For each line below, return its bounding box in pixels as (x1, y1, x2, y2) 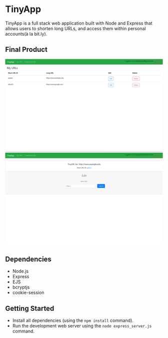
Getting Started (5, 304, 54, 312)
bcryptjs (12, 284, 30, 290)
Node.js (12, 268, 29, 274)
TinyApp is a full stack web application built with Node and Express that (5, 20, 152, 26)
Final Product (5, 45, 47, 54)
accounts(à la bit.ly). (5, 31, 47, 37)
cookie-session (12, 290, 44, 296)
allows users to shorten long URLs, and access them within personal (5, 25, 146, 31)
